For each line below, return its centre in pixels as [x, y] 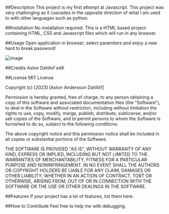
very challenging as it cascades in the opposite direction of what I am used [83, 13]
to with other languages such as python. [47, 18]
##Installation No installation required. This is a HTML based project [75, 28]
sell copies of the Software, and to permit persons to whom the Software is [83, 119]
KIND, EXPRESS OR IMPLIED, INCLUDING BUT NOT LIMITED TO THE [76, 154]
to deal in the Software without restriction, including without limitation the [81, 108]
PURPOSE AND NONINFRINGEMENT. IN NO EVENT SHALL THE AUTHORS [82, 165]
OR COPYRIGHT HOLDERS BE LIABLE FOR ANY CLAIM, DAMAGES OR [78, 170]
